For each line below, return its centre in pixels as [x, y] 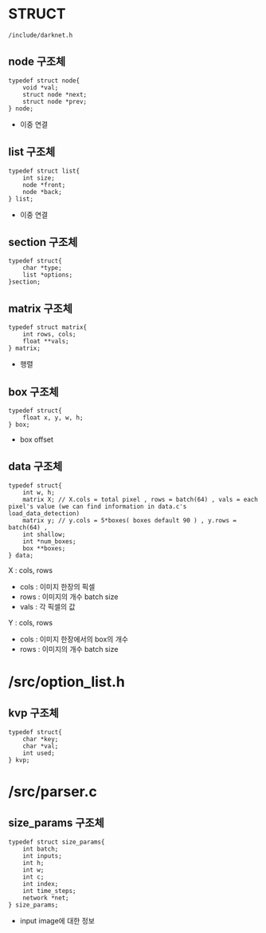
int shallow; [44, 534]
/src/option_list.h [67, 682]
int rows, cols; [50, 335]
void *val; [41, 87]
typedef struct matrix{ [48, 328]
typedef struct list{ [44, 171]
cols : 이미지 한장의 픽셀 [57, 586]
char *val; [41, 746]
